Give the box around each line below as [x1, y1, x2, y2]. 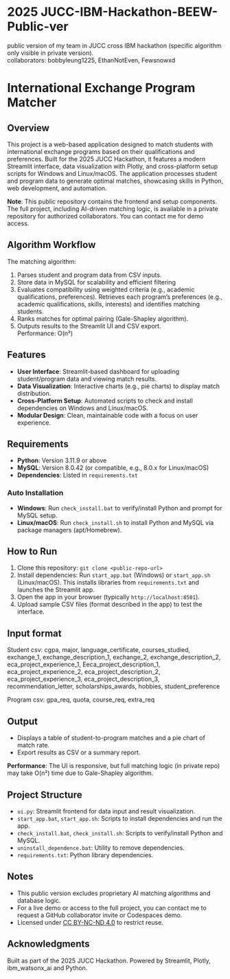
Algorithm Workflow [7, 239, 96, 251]
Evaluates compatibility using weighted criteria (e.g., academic [16, 285, 195, 293]
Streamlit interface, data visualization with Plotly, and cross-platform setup [7, 162, 218, 170]
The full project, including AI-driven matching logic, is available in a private [7, 204, 218, 213]
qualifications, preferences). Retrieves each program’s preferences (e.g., [16, 293, 223, 301]
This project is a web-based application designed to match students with [7, 140, 214, 148]
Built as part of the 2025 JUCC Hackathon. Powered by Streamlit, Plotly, [7, 956, 211, 965]
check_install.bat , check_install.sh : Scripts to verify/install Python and [16, 829, 223, 837]
